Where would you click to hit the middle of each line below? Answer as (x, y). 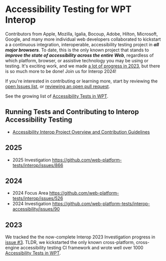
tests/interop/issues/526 (38, 198)
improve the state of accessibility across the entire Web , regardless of (79, 55)
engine (12, 248)
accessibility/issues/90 (36, 209)
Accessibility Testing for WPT (68, 9)
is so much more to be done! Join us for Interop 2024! (61, 71)
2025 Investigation (31, 160)
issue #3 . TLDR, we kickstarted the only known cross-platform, (70, 242)
